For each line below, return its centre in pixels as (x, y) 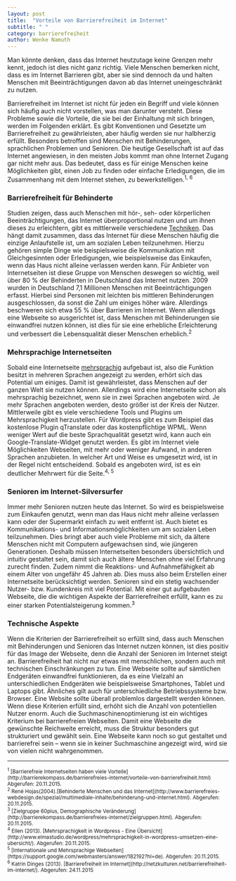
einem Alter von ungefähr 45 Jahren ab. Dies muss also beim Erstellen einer (117, 573)
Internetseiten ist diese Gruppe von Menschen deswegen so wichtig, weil (113, 273)
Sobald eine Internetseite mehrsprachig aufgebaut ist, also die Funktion (111, 367)
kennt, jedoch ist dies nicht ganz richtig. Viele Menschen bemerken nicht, (113, 68)
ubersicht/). (21, 843)
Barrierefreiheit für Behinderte (60, 198)
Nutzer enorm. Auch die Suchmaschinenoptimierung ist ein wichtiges (107, 713)
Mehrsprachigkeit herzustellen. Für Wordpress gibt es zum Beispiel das (111, 420)
